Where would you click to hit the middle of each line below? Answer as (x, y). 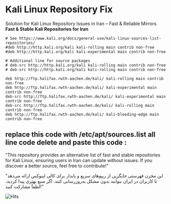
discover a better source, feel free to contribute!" (57, 166)
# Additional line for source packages (48, 61)
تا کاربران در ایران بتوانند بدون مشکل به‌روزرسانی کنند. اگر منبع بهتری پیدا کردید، (81, 181)
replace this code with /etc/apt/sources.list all (80, 135)
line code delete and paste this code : (66, 142)
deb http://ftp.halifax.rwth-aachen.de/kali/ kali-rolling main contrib (84, 78)
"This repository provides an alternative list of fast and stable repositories (83, 155)
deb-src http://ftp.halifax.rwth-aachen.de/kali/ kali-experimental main (86, 96)
